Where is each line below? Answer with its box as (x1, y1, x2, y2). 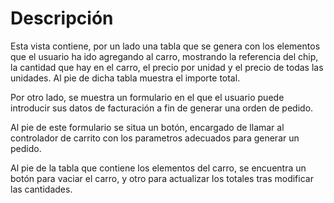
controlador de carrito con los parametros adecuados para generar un (10, 132, 300, 144)
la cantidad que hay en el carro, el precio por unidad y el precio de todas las (10, 61, 324, 73)
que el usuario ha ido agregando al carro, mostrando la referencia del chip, (10, 50, 319, 62)
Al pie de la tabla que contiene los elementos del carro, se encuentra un (10, 162, 307, 174)
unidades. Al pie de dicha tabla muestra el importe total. (10, 72, 241, 84)
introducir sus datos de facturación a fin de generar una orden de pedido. (10, 102, 314, 114)
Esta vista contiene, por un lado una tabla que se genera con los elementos (10, 40, 321, 52)
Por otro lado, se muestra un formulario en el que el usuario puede (10, 91, 285, 103)
